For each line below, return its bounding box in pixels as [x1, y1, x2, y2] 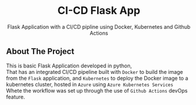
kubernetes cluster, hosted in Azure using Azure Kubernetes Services [6, 80, 174, 88]
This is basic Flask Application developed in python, [6, 62, 132, 69]
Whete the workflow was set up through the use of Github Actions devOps [6, 87, 188, 94]
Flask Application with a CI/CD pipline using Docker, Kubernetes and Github [7, 23, 191, 30]
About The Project [6, 46, 75, 56]
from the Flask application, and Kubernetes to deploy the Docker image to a [6, 74, 188, 82]
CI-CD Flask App [57, 4, 141, 18]
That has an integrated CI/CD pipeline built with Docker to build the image [6, 68, 184, 75]
